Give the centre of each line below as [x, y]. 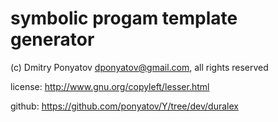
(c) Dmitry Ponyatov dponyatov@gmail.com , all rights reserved [139, 67]
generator [52, 39]
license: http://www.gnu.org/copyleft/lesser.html [110, 86]
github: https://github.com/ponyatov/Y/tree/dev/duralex [124, 106]
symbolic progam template [124, 18]
